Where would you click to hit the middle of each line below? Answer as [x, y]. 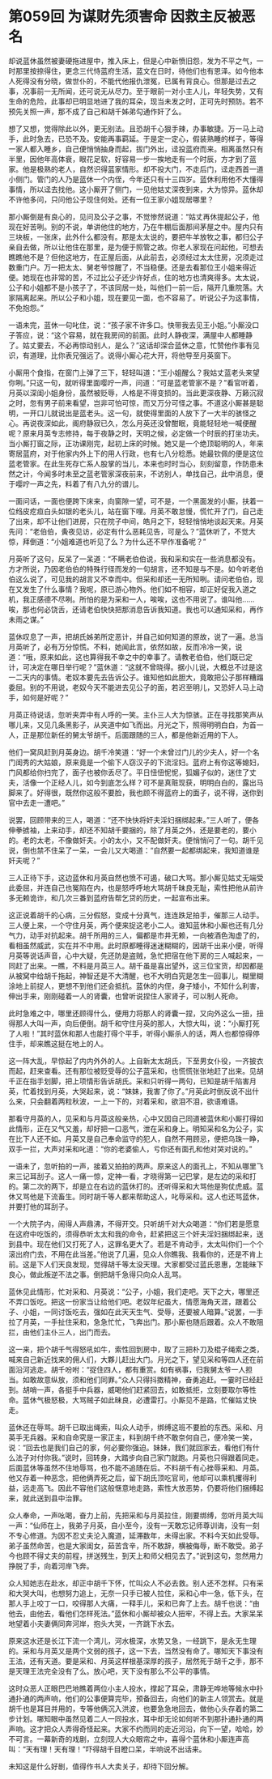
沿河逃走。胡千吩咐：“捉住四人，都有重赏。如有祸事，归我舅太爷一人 [130, 1369]
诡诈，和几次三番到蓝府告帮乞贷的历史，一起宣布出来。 [122, 898]
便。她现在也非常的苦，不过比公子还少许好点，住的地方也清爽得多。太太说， [136, 277]
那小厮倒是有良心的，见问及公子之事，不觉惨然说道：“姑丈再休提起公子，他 [134, 216]
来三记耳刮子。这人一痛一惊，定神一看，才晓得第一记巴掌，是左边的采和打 [132, 1176]
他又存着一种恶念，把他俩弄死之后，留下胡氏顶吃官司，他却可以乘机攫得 [129, 1478]
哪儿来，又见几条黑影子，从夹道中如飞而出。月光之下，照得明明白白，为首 [132, 725]
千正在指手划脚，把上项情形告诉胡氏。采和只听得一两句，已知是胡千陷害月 [132, 1081]
